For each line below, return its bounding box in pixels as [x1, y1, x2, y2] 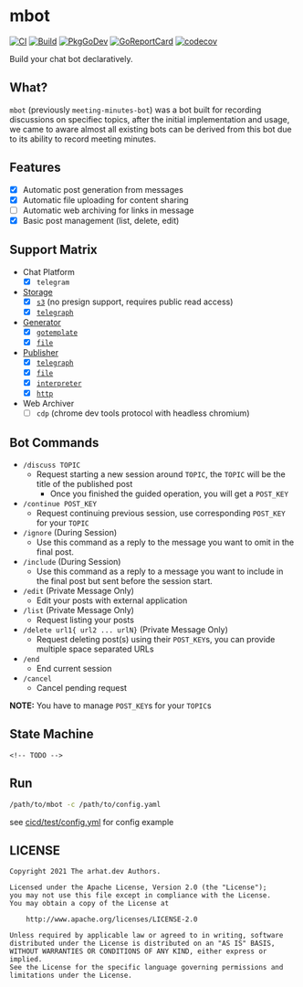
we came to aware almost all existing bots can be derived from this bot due [9, 123, 292, 134]
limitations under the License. [9, 971, 132, 981]
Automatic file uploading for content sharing [22, 194, 189, 206]
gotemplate [36, 328, 78, 337]
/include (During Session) [22, 557, 121, 568]
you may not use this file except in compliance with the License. [9, 891, 272, 900]
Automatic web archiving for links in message [22, 205, 194, 216]
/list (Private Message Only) [22, 605, 135, 616]
